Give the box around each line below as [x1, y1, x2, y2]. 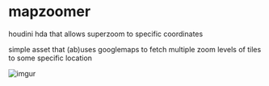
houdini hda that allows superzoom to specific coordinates [8, 29, 204, 39]
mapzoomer [8, 2, 91, 21]
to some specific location [8, 53, 93, 63]
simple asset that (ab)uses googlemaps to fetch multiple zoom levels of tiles [8, 44, 262, 54]
